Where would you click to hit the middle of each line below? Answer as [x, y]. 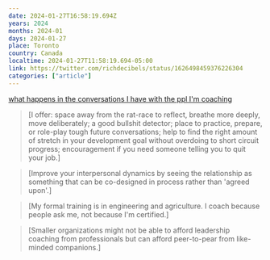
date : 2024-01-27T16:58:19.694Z [62, 16]
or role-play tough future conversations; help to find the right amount [143, 132]
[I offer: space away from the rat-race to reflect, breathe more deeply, [144, 115]
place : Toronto [34, 46]
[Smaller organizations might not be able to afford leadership [129, 230]
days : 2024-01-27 [37, 38]
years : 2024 [28, 23]
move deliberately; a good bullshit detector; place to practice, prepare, [145, 123]
